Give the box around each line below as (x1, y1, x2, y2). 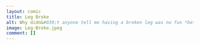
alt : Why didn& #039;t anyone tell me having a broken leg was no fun (6, 19, 183, 25)
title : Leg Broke (6, 14, 49, 20)
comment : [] (6, 30, 36, 36)
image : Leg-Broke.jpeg (6, 25, 62, 31)
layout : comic (6, 8, 42, 15)
